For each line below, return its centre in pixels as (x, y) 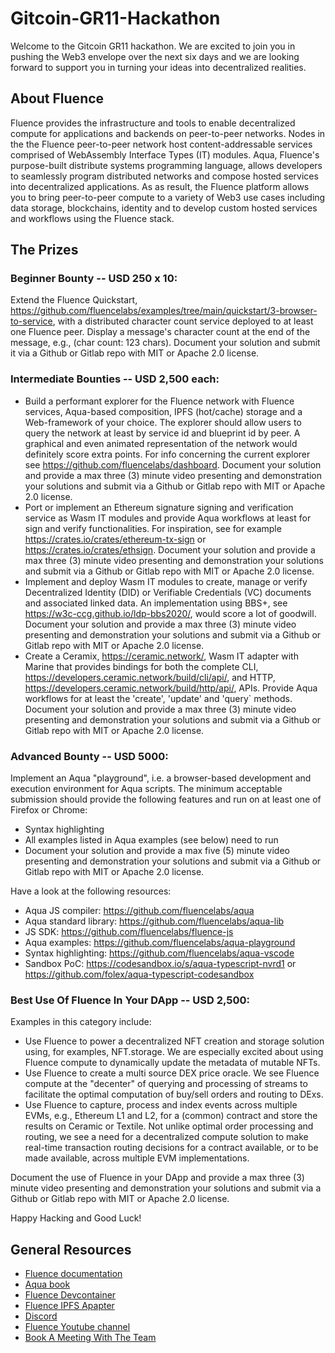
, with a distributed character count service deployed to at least (183, 321)
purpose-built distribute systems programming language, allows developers (166, 165)
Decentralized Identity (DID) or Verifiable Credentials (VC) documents (168, 592)
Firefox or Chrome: (49, 810)
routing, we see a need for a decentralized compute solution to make (166, 1137)
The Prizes (44, 250)
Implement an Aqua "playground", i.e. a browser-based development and (161, 778)
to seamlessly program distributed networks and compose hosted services (164, 176)
